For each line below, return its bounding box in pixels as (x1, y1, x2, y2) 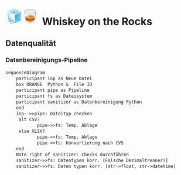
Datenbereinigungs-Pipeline (5, 56, 88, 64)
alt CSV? (18, 116, 40, 122)
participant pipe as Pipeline (16, 87, 90, 93)
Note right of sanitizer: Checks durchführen (16, 152, 129, 157)
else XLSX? (18, 128, 45, 134)
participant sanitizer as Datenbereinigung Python (16, 99, 142, 105)
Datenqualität (5, 38, 56, 48)
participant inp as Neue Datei (16, 76, 93, 81)
